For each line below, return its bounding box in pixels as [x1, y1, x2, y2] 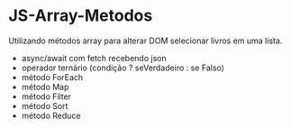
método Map [21, 81, 69, 92]
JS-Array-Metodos [8, 5, 153, 26]
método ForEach [21, 71, 84, 82]
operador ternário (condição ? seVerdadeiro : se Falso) [21, 62, 224, 73]
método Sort [21, 100, 68, 111]
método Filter [21, 91, 72, 102]
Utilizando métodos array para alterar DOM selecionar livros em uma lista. [8, 35, 283, 46]
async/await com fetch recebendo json [21, 52, 168, 63]
